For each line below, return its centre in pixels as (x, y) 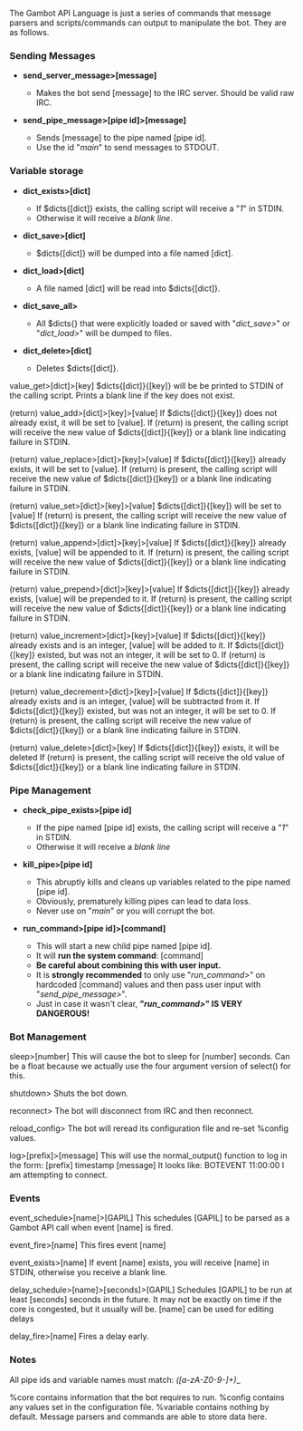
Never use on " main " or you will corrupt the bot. (125, 911)
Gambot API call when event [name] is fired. (91, 1228)
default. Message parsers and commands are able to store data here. (138, 1416)
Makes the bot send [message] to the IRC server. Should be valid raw (165, 93)
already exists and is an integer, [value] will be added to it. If (121, 645)
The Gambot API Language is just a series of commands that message (140, 13)
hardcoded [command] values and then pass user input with (148, 984)
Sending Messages (52, 55)
